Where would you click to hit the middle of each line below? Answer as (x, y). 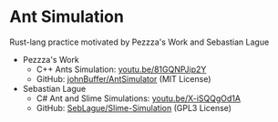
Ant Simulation (67, 17)
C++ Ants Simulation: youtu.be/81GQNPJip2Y (121, 69)
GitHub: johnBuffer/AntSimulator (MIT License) (124, 78)
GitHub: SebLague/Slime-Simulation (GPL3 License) (134, 107)
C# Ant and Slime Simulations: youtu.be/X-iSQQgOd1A (139, 98)
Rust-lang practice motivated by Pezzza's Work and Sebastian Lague (139, 42)
